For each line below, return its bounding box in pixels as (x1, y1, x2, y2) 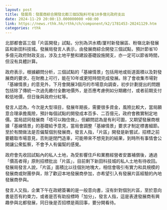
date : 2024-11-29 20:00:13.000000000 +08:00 (5, 16, 99, 21)
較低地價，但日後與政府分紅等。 (5, 94, 71, 100)
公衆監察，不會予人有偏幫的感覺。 (13, 142, 83, 148)
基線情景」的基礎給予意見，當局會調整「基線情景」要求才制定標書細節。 (13, 123, 162, 129)
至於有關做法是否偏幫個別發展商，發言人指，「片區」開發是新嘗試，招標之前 (5, 129, 160, 135)
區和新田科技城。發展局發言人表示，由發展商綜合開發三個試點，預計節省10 (5, 46, 158, 52)
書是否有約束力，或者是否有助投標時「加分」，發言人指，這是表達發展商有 (5, 194, 156, 200)
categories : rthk (5, 26, 41, 31)
